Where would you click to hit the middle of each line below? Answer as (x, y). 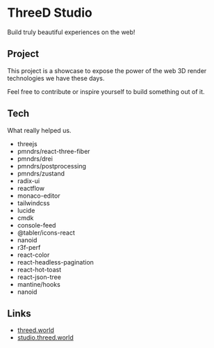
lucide (26, 210)
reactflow (31, 188)
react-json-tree (39, 277)
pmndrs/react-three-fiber (53, 151)
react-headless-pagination (55, 262)
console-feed (36, 225)
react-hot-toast (39, 269)
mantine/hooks (39, 284)
